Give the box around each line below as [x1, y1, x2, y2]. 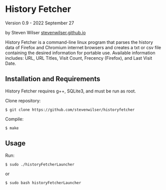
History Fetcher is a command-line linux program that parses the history [5, 39, 154, 45]
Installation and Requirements [5, 75, 101, 83]
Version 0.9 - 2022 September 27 [5, 20, 74, 26]
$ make [5, 125, 19, 130]
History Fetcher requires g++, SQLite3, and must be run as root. [5, 88, 136, 94]
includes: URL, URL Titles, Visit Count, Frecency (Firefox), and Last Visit [5, 55, 153, 61]
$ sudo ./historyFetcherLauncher [5, 162, 75, 167]
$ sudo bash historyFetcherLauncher [5, 180, 81, 185]
